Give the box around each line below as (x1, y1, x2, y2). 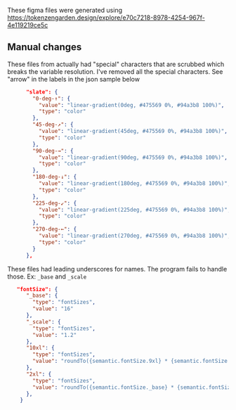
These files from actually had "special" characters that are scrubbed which (7, 60, 225, 68)
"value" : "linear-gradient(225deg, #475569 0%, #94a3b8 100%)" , (38, 206, 231, 213)
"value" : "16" (32, 305, 74, 312)
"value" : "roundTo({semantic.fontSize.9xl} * (32, 358, 169, 365)
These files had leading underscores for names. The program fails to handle (7, 264, 228, 273)
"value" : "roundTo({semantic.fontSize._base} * (32, 383, 174, 391)
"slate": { (25, 88, 58, 96)
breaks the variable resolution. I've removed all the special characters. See (7, 67, 223, 76)
